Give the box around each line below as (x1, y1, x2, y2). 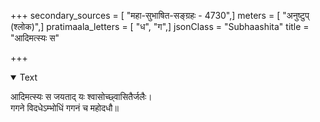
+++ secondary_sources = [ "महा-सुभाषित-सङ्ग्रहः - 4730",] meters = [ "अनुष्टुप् (10, 10, 310, 21)
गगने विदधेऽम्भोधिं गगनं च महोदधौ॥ (10, 102, 119, 114)
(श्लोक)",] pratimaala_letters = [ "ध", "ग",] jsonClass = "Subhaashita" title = (10, 21, 310, 32)
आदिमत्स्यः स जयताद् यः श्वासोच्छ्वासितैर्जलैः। (10, 91, 153, 102)
